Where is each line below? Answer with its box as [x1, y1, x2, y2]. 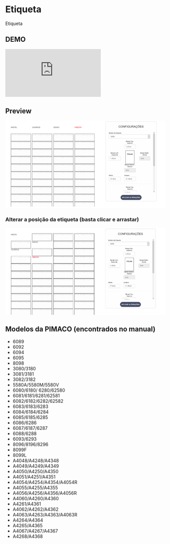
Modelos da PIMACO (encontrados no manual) [5, 325, 156, 334]
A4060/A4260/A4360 [12, 495, 59, 501]
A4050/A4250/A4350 [12, 468, 59, 474]
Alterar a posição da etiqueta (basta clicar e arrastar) [5, 216, 139, 223]
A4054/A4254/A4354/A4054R [12, 479, 77, 485]
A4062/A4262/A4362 [12, 506, 59, 512]
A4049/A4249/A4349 [12, 463, 60, 469]
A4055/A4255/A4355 [12, 484, 59, 491]
